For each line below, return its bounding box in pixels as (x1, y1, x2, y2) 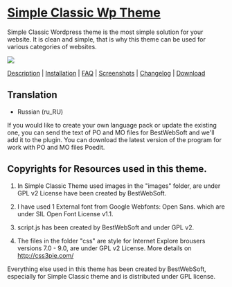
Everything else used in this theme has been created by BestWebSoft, (7, 265, 206, 273)
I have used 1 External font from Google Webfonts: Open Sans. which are (17, 202, 225, 211)
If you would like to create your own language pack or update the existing (7, 121, 217, 129)
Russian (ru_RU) (17, 107, 64, 116)
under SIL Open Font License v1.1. (17, 209, 114, 218)
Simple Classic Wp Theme (7, 5, 161, 21)
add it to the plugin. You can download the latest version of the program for (7, 135, 222, 143)
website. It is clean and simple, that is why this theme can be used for (7, 35, 206, 43)
